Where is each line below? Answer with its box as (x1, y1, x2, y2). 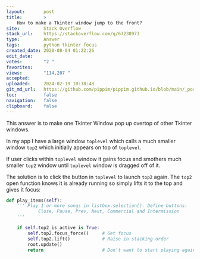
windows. (6, 126, 30, 133)
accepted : (6, 75, 31, 81)
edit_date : (6, 53, 33, 59)
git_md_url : (6, 87, 36, 92)
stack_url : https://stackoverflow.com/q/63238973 (6, 31, 140, 37)
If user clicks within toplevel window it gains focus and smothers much (6, 155, 182, 162)
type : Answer (6, 36, 60, 42)
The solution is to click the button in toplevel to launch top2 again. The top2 (6, 173, 192, 180)
